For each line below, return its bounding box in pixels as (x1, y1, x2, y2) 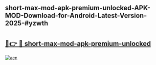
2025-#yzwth (5, 19, 48, 27)
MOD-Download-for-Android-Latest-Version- (5, 12, 147, 20)
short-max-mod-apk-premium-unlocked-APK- (5, 4, 151, 12)
